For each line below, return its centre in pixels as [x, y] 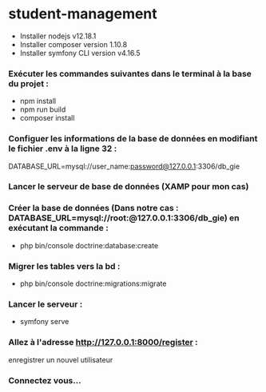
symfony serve [44, 322]
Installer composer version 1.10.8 [73, 44]
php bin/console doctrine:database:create [89, 245]
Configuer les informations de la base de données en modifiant [133, 139]
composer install [47, 118]
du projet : [29, 83]
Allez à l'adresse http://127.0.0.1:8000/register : [103, 343]
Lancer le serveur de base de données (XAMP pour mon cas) [129, 187]
